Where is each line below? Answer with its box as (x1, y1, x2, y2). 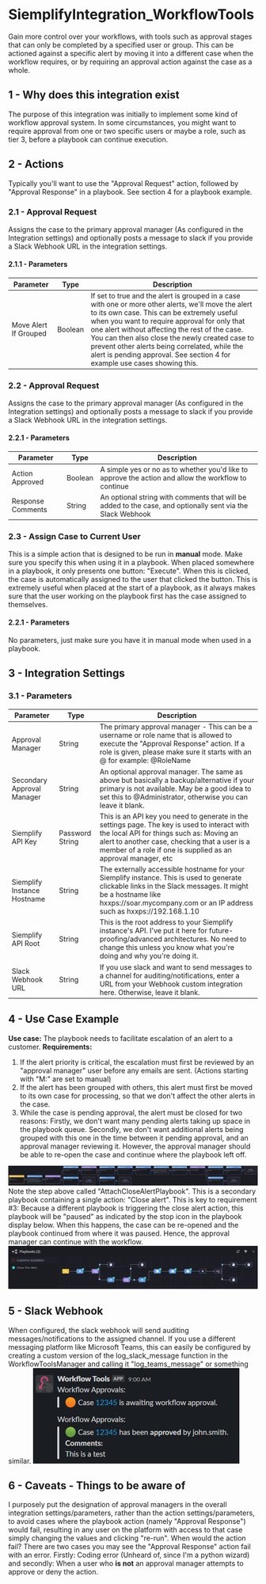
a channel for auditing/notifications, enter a (99, 971, 240, 980)
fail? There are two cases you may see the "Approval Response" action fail (8, 1542, 251, 1552)
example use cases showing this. (90, 358, 199, 367)
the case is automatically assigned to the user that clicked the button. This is (8, 574, 258, 583)
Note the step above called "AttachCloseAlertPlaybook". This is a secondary (8, 1186, 256, 1196)
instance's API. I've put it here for (99, 926, 208, 936)
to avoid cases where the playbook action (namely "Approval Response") (8, 1517, 247, 1526)
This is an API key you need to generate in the (99, 811, 249, 821)
